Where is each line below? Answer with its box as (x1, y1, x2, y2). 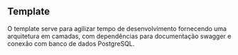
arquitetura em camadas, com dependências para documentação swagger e (7, 32, 232, 40)
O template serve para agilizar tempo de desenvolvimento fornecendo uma (7, 24, 227, 32)
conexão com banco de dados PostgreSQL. (7, 39, 135, 48)
